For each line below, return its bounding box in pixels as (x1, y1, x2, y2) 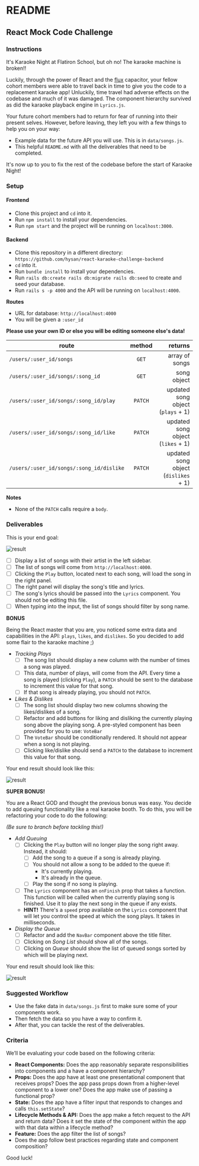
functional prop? (14, 1093, 55, 1100)
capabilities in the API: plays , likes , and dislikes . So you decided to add (6, 632, 184, 640)
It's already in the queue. (41, 874, 102, 881)
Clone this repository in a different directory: (14, 249, 123, 256)
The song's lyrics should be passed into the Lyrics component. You (14, 590, 181, 597)
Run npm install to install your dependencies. (14, 216, 127, 223)
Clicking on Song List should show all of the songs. (23, 938, 149, 945)
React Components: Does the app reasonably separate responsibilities (14, 1061, 188, 1068)
